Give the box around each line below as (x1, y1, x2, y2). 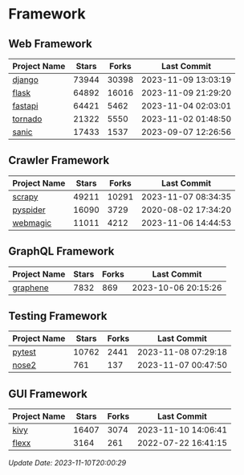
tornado (12, 113, 43, 125)
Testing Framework (8, 309, 108, 323)
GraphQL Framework (8, 244, 115, 258)
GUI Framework (8, 387, 88, 400)
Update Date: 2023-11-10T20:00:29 (8, 458, 127, 468)
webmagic (12, 217, 52, 228)
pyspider (12, 204, 46, 215)
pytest (12, 346, 36, 358)
